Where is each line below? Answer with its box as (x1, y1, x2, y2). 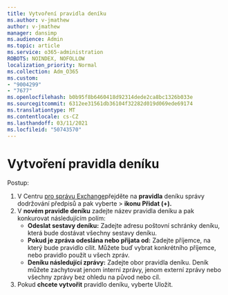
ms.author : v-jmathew (7, 17, 70, 24)
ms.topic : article (7, 42, 60, 49)
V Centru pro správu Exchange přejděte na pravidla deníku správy (17, 192, 205, 201)
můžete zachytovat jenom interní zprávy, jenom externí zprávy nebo (27, 266, 222, 274)
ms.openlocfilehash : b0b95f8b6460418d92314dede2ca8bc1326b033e (7, 94, 193, 101)
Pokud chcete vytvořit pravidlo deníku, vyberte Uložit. (17, 280, 173, 289)
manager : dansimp (7, 29, 57, 37)
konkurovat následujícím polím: (17, 214, 106, 222)
